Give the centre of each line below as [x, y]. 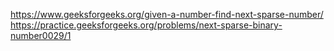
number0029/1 [41, 35]
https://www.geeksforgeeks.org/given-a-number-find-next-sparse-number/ [167, 14]
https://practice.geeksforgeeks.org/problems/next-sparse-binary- [146, 25]
